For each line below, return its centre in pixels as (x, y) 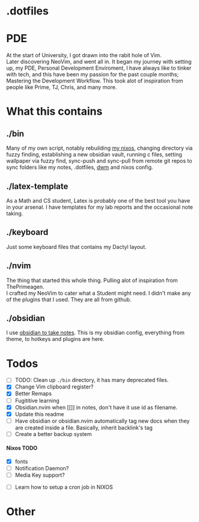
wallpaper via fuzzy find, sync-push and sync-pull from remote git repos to (99, 161)
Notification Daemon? (42, 468)
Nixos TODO (22, 448)
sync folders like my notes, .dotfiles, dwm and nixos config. (80, 167)
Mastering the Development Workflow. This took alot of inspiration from (95, 81)
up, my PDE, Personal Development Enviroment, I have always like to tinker (99, 68)
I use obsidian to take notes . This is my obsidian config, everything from (95, 333)
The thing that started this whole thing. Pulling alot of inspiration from (92, 280)
